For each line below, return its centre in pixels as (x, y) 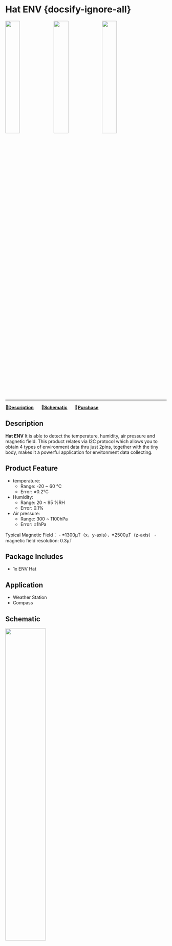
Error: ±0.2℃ (34, 491)
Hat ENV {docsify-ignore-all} (68, 9)
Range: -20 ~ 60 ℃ (41, 486)
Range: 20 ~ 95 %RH (42, 502)
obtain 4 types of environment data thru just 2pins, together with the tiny (82, 447)
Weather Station (30, 597)
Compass (23, 603)
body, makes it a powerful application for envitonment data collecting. (79, 452)
